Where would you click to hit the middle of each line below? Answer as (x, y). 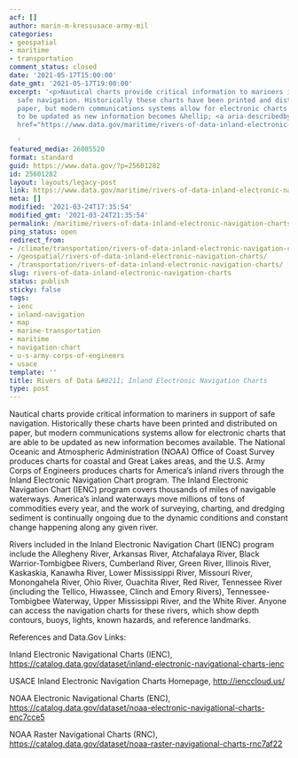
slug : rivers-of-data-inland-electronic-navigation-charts (121, 273)
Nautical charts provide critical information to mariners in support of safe (142, 414)
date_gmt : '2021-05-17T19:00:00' (71, 84)
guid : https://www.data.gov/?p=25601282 (85, 165)
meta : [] (25, 199)
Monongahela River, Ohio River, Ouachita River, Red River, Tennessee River (146, 582)
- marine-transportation (55, 331)
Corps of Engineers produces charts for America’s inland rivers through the (147, 471)
